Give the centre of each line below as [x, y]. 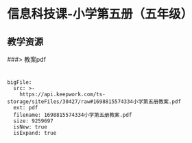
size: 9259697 [33, 121]
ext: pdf [26, 107]
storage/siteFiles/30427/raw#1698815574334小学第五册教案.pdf [94, 101]
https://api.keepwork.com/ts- [63, 94]
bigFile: [20, 82]
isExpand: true [35, 133]
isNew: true [31, 127]
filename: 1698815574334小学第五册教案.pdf [73, 115]
